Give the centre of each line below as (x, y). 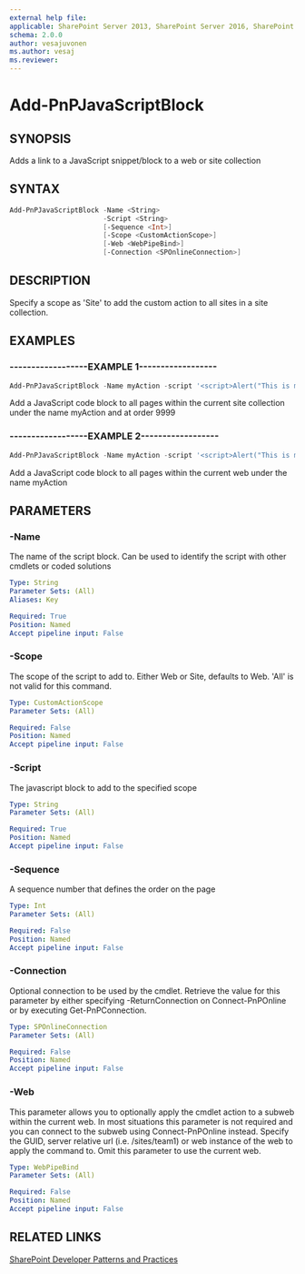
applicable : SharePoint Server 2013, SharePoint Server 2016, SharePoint (152, 26)
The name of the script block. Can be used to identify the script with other (148, 557)
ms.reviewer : (34, 60)
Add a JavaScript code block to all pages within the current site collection (148, 403)
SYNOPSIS (40, 139)
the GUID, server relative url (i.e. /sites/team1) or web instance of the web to (151, 1141)
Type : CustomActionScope (56, 703)
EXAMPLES (42, 341)
